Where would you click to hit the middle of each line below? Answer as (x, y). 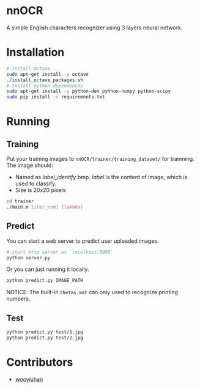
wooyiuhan (29, 379)
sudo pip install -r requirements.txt (56, 97)
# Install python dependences (45, 86)
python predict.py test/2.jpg (45, 338)
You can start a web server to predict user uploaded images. (83, 241)
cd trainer (20, 202)
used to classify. (36, 183)
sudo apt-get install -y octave (47, 74)
